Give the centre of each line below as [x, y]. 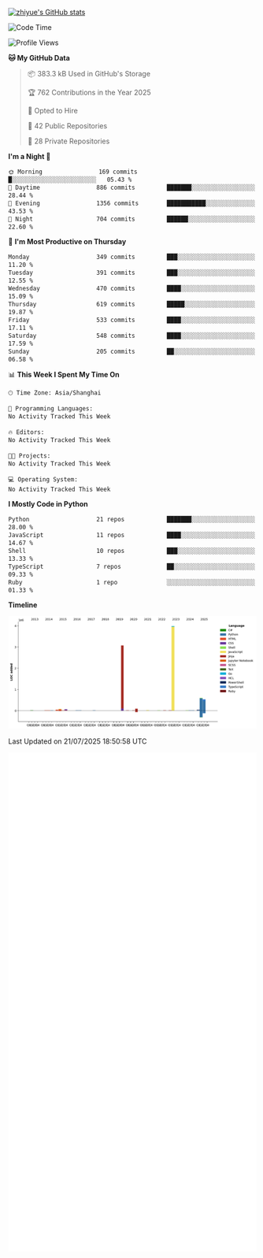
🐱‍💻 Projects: [30, 456]
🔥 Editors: [26, 432]
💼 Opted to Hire [53, 111]
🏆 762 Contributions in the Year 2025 [89, 92]
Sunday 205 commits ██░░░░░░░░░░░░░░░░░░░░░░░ [132, 351]
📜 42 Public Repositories [67, 126]
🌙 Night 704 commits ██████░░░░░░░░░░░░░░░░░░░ [132, 219]
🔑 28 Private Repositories [69, 141]
